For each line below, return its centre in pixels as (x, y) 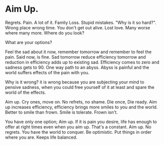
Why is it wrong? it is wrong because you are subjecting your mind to (75, 82)
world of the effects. (26, 92)
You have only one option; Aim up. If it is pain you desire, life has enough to (81, 122)
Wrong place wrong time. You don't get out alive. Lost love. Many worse (78, 27)
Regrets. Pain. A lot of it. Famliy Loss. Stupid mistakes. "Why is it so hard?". (81, 22)
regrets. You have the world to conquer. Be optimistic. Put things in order (78, 132)
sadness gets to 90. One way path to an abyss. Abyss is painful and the (77, 67)
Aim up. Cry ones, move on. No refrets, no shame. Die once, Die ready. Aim (81, 102)
